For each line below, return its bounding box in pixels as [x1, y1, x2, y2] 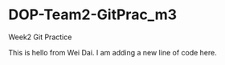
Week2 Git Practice [8, 32, 72, 42]
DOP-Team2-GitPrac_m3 [8, 6, 178, 24]
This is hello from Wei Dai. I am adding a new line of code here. [8, 47, 217, 57]
